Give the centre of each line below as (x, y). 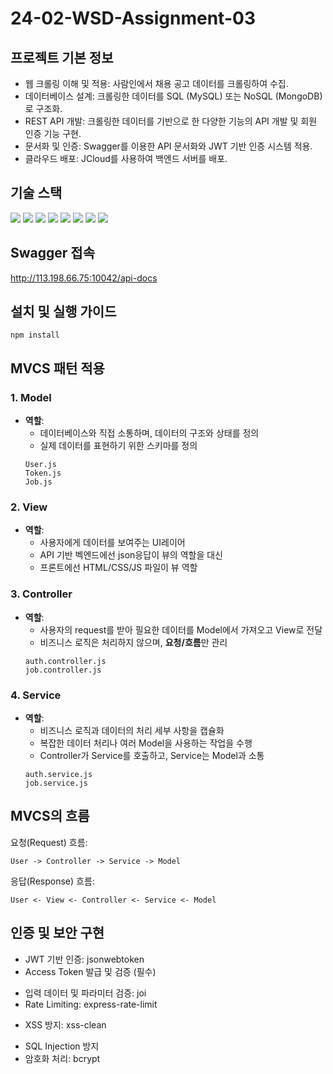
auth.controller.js (65, 661)
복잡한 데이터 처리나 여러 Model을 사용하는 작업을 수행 (146, 743)
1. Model (31, 397)
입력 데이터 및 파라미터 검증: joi (85, 993)
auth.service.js (58, 775)
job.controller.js (63, 670)
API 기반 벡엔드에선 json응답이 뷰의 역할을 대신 (131, 555)
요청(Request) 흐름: (49, 842)
